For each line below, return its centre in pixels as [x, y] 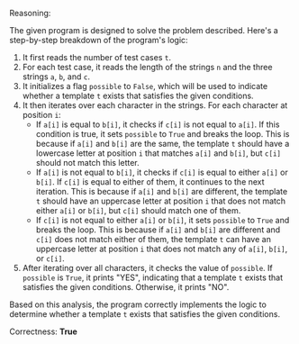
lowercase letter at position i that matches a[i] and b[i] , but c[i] [159, 153]
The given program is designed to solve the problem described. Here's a [144, 30]
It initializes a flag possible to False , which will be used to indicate [145, 86]
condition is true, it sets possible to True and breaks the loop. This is [163, 134]
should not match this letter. [87, 163]
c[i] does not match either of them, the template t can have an [154, 239]
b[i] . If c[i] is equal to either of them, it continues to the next [150, 182]
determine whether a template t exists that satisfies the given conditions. [145, 314]
